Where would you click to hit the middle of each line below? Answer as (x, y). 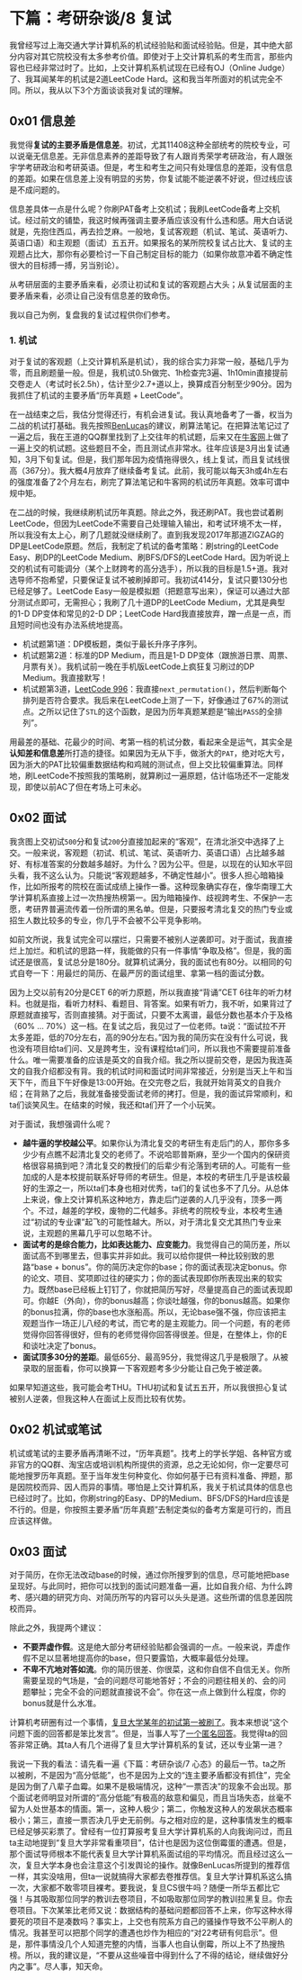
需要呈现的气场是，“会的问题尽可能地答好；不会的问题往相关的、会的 (150, 1681)
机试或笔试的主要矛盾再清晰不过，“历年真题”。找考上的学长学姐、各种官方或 (151, 1453)
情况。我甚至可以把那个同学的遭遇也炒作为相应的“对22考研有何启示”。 (140, 1933)
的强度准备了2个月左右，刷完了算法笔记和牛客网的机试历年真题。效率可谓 (146, 482)
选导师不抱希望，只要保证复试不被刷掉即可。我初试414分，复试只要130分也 (148, 580)
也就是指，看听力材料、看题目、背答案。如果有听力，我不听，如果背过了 (159, 1003)
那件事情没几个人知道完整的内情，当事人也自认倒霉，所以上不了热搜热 (155, 1944)
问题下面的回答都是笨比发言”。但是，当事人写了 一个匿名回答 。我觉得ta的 (145, 1733)
